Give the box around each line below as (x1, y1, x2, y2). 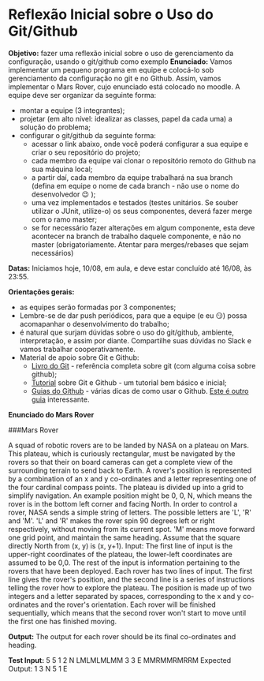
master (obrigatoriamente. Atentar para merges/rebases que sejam (31, 239, 249, 249)
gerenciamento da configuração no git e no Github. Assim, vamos (8, 73, 221, 83)
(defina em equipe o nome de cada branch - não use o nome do (31, 181, 240, 190)
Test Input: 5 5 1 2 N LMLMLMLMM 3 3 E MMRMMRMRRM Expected (8, 655, 232, 664)
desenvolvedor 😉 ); (31, 189, 96, 199)
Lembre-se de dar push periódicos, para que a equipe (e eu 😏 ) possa (19, 310, 247, 320)
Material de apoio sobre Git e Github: (19, 353, 139, 362)
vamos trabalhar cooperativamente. (19, 344, 136, 354)
